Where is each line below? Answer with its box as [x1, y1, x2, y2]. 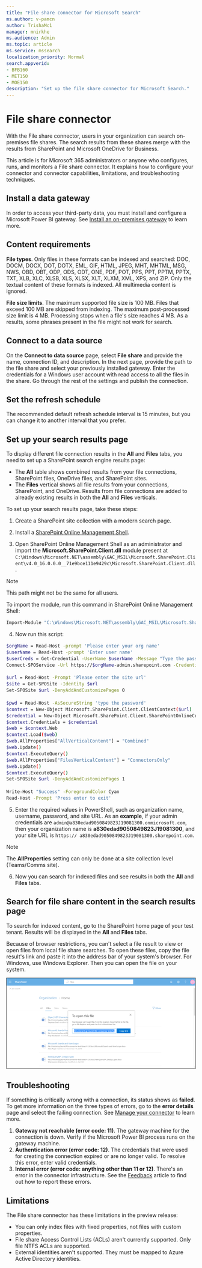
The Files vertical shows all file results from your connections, [14, 481, 170, 488]
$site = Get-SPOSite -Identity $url [6, 681, 98, 687]
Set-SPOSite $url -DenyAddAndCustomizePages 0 [6, 687, 125, 694]
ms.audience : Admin [6, 35, 55, 41]
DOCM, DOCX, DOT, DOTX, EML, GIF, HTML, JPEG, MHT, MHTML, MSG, [6, 262, 186, 269]
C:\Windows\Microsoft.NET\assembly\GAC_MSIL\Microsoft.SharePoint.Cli [14, 554, 196, 560]
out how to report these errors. [14, 1178, 92, 1186]
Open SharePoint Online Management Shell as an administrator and [14, 541, 182, 548]
